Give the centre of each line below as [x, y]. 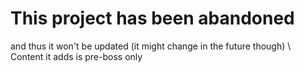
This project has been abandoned [152, 18]
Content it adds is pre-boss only [76, 56]
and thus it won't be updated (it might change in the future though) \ [151, 46]
